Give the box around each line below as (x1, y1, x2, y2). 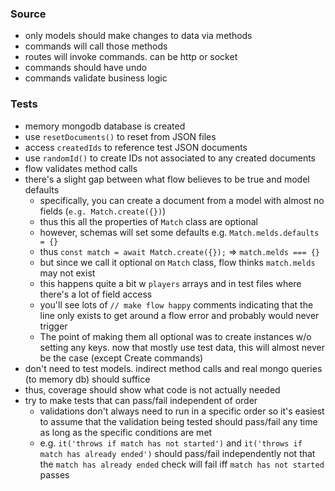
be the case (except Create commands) (39, 352, 204, 364)
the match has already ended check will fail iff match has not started (39, 458, 325, 470)
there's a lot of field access (39, 288, 153, 300)
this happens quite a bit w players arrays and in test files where (39, 277, 302, 289)
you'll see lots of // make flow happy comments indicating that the (39, 298, 314, 311)
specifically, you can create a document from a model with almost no (39, 194, 325, 206)
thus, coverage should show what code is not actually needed (24, 383, 281, 396)
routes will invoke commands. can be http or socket (24, 51, 238, 63)
